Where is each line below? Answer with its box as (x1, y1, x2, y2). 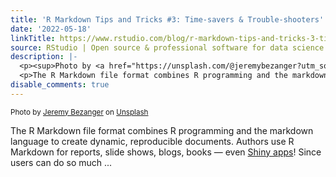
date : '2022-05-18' (10, 24, 92, 34)
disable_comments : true (10, 80, 110, 90)
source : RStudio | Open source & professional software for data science (10, 42, 325, 53)
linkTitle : (10, 33, 56, 43)
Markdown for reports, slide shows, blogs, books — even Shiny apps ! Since (10, 146, 322, 158)
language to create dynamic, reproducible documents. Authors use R (10, 135, 295, 147)
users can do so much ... (10, 156, 113, 168)
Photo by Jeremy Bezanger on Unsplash (10, 107, 149, 117)
